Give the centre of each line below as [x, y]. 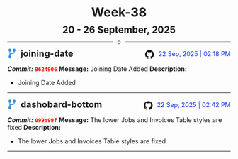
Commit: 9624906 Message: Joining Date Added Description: [97, 69]
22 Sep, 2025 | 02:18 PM [194, 54]
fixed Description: [34, 128]
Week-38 [119, 12]
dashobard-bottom [62, 105]
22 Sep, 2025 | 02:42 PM [194, 105]
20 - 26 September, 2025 [119, 30]
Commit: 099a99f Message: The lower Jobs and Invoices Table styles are [115, 120]
